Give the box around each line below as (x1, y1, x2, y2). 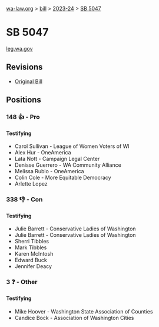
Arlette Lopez (14, 180, 48, 187)
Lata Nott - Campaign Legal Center (14, 156, 100, 163)
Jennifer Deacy (14, 263, 52, 270)
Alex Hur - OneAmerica (14, 149, 72, 156)
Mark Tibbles (14, 244, 47, 251)
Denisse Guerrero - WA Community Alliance (14, 161, 122, 169)
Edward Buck (14, 256, 47, 264)
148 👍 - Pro (6, 113, 40, 121)
